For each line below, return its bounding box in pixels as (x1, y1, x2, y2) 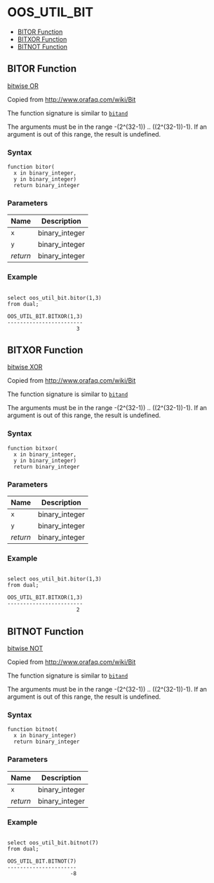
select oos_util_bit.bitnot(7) (7, 839, 99, 846)
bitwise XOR (7, 363, 43, 371)
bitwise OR (7, 82, 39, 90)
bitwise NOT (7, 644, 44, 653)
